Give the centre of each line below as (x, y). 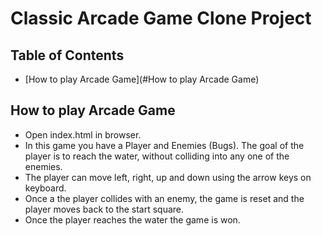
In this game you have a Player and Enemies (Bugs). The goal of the (164, 145)
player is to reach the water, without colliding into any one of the (157, 156)
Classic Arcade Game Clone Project (161, 18)
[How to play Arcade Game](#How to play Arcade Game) (142, 79)
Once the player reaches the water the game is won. (132, 219)
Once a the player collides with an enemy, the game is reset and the (164, 198)
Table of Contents (67, 55)
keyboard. (45, 188)
